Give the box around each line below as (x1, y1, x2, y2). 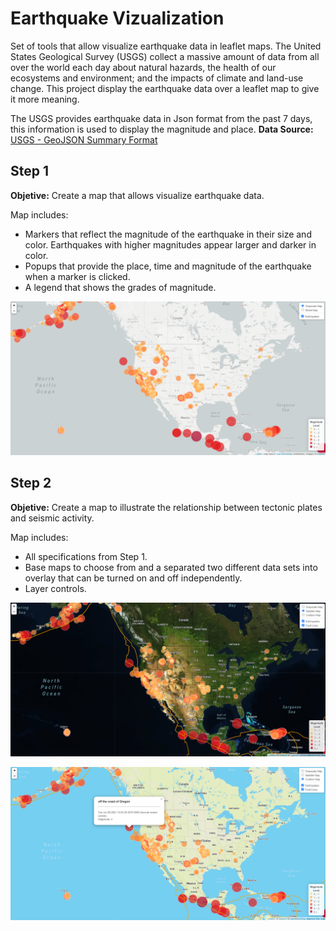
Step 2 (10, 475, 52, 492)
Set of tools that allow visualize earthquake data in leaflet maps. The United (10, 40, 322, 52)
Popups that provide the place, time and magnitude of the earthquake (24, 260, 312, 272)
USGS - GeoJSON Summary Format (10, 133, 158, 146)
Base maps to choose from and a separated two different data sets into (24, 561, 318, 573)
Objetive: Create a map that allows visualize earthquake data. (10, 189, 265, 201)
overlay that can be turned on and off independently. (24, 572, 243, 584)
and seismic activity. (10, 512, 95, 524)
